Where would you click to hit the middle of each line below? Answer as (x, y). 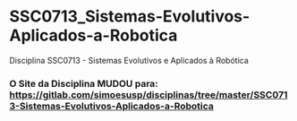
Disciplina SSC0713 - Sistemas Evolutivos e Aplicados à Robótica (129, 60)
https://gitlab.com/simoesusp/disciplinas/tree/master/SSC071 (148, 94)
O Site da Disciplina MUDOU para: (84, 83)
